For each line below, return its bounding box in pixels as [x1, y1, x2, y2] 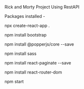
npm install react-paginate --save [4, 60, 71, 65]
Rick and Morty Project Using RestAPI [4, 4, 80, 10]
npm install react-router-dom [4, 69, 62, 75]
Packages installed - [4, 13, 45, 19]
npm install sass [4, 51, 37, 56]
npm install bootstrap [4, 32, 47, 38]
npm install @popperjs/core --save [4, 41, 74, 47]
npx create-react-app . [4, 23, 50, 28]
